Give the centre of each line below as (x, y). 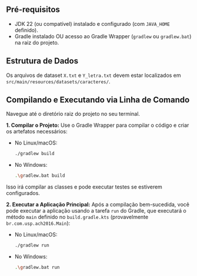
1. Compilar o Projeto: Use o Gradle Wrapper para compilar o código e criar (98, 125)
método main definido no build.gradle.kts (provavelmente (77, 217)
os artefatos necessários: (37, 132)
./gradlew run (32, 245)
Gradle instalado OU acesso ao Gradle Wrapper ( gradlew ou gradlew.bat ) (103, 36)
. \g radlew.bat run (37, 267)
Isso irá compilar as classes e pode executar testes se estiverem (84, 187)
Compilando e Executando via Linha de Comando (98, 100)
